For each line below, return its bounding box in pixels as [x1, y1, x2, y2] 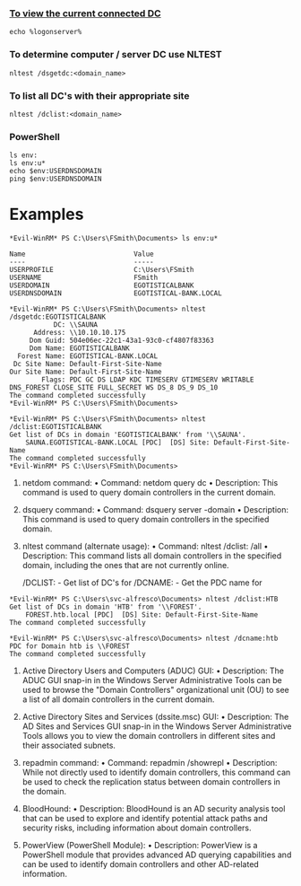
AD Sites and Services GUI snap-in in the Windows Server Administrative [21, 721, 293, 732]
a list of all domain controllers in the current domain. [21, 694, 215, 705]
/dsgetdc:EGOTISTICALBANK [9, 312, 106, 321]
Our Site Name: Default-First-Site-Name [9, 367, 163, 377]
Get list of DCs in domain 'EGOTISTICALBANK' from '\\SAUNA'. [9, 430, 246, 440]
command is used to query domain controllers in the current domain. [21, 487, 276, 498]
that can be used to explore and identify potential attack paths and [21, 813, 269, 824]
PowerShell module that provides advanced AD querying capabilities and [21, 849, 292, 860]
